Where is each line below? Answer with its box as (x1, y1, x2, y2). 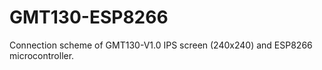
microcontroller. (9, 49, 75, 61)
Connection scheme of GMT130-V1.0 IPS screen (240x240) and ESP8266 (9, 39, 313, 51)
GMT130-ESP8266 (9, 6, 169, 29)
